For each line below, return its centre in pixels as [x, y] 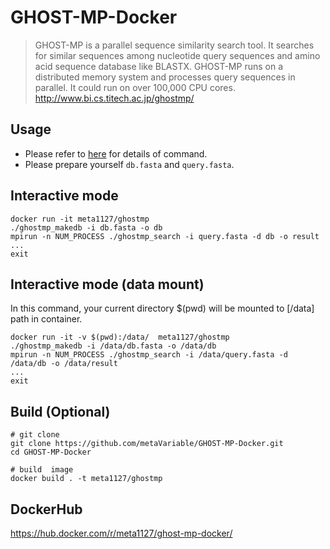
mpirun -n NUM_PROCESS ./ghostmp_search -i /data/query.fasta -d [149, 355]
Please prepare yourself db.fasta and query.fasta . [129, 164]
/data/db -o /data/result [64, 364]
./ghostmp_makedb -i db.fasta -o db [86, 227]
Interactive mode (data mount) [107, 284]
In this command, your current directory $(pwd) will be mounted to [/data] [162, 308]
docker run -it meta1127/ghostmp [80, 219]
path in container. [46, 319]
